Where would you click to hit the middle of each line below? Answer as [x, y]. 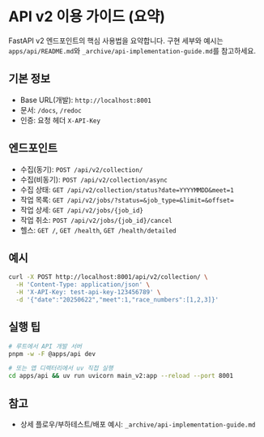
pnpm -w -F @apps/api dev [52, 353]
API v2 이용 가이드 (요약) [87, 17]
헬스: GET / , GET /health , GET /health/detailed [98, 230]
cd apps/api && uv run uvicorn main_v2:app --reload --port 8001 [121, 376]
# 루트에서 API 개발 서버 [45, 346]
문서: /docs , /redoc [51, 109]
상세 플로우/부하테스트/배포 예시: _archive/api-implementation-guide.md [138, 424]
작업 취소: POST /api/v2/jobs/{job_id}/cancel [96, 220]
